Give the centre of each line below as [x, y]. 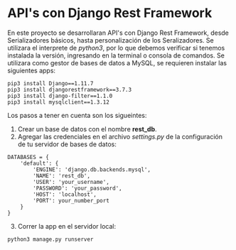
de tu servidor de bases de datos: [67, 144]
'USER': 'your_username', [71, 182]
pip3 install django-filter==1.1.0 [60, 96]
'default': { [39, 163]
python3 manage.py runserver [50, 239]
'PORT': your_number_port [71, 200]
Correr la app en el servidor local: [66, 226]
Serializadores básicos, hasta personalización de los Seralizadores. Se [111, 40]
